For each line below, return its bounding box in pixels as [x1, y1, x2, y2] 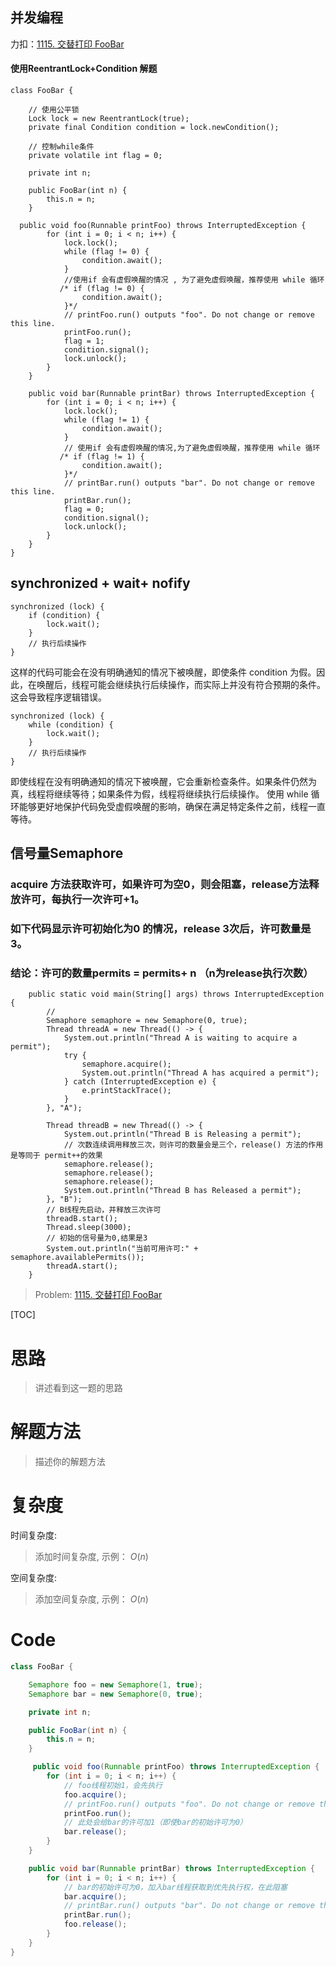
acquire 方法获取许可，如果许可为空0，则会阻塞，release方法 [10, 878, 310, 892]
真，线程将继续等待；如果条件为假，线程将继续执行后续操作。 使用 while [10, 788, 309, 800]
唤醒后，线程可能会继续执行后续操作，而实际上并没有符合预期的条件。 [36, 678, 326, 690]
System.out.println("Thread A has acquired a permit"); [81, 1068, 320, 1078]
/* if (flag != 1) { [59, 452, 145, 462]
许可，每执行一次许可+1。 [20, 893, 145, 907]
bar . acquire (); [63, 1891, 128, 1902]
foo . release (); [63, 1919, 128, 1930]
